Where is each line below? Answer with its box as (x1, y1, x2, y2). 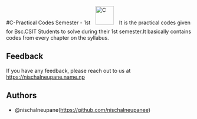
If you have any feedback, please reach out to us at (6, 67, 131, 74)
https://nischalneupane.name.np (6, 73, 86, 81)
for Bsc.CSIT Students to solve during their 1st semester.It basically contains (6, 28, 192, 35)
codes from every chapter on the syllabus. (6, 34, 109, 41)
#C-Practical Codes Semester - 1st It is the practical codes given (6, 19, 191, 26)
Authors (6, 91, 37, 101)
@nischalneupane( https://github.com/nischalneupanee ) (14, 106, 151, 113)
